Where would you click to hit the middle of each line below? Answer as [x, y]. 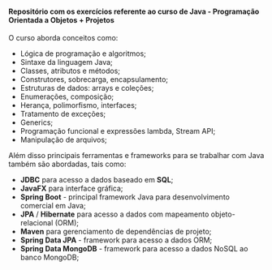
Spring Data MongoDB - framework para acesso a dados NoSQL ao [134, 249]
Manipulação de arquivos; [63, 140]
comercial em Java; [53, 206]
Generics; [37, 122]
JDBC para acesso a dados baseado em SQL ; [97, 180]
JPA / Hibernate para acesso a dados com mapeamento [114, 214]
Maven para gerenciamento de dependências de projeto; [116, 232]
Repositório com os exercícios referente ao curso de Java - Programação [134, 11]
